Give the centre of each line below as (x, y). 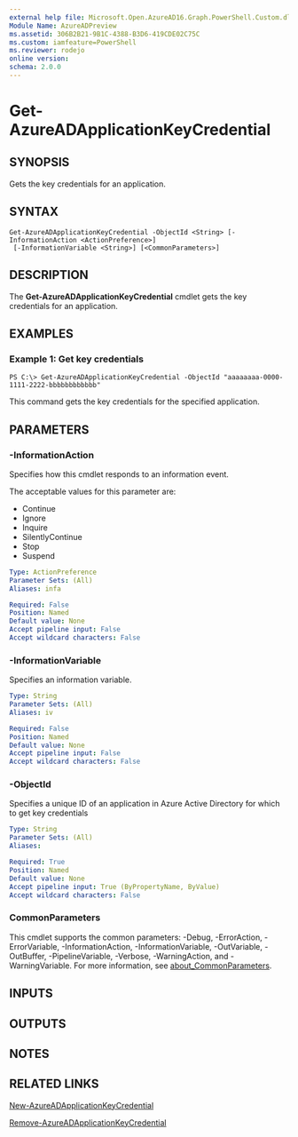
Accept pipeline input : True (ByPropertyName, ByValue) (114, 887)
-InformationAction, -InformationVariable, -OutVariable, (162, 946)
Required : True (37, 863)
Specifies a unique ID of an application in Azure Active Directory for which (145, 804)
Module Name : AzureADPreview (63, 26)
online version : (39, 59)
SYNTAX (34, 212)
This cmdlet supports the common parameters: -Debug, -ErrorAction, (136, 937)
